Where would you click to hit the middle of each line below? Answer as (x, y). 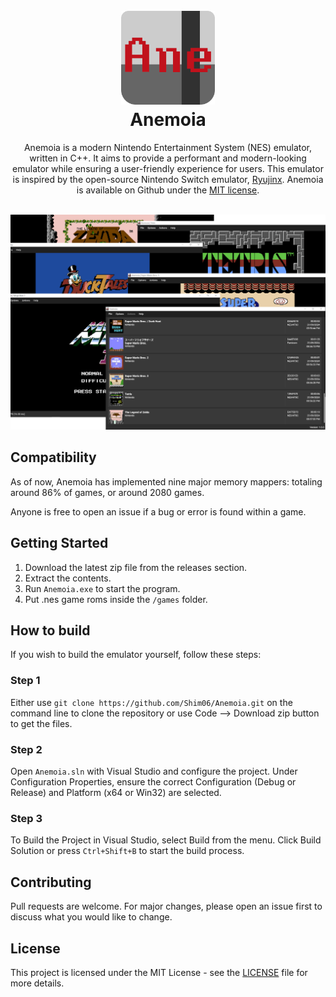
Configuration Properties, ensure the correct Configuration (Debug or (153, 782)
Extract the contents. (68, 578)
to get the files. (41, 723)
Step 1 (25, 681)
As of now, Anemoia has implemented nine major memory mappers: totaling (166, 481)
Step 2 (26, 749)
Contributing (51, 882)
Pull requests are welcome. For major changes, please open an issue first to (166, 906)
